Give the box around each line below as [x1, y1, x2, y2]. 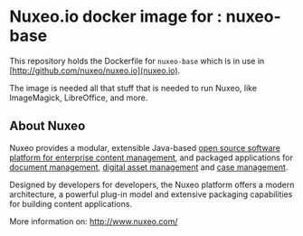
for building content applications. [9, 198, 133, 209]
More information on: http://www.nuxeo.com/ [9, 215, 178, 227]
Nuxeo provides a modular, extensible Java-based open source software [9, 142, 280, 153]
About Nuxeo [9, 118, 86, 134]
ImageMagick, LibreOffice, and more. [9, 92, 148, 103]
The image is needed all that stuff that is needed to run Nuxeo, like [9, 82, 258, 93]
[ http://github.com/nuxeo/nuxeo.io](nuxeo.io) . [9, 65, 181, 76]
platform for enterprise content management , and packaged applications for [9, 152, 294, 163]
